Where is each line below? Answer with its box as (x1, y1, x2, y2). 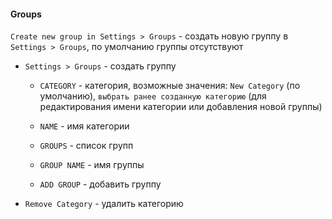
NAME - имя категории (39, 120, 130, 132)
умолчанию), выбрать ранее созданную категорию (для (39, 90, 267, 102)
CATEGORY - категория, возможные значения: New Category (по (39, 80, 301, 92)
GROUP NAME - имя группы (39, 159, 145, 171)
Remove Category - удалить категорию (24, 198, 184, 210)
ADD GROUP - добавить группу (39, 178, 162, 190)
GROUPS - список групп (39, 140, 134, 152)
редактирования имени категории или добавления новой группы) (39, 101, 323, 113)
